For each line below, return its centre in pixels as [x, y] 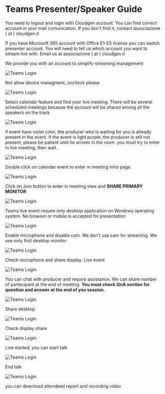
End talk [13, 367]
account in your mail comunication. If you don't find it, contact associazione [83, 28]
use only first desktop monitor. [37, 240]
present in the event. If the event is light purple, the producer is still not [78, 137]
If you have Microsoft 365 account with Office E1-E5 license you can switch [82, 43]
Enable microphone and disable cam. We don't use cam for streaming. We [81, 235]
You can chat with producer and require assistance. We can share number [81, 279]
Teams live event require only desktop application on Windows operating [80, 210]
